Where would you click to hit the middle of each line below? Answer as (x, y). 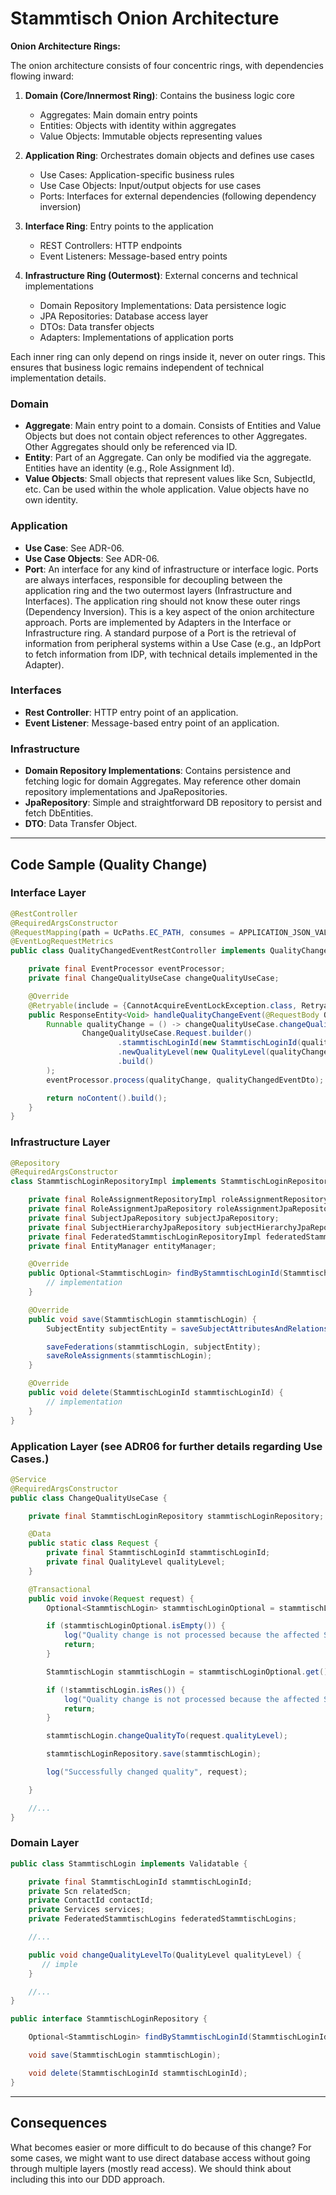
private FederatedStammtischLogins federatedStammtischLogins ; (163, 1919)
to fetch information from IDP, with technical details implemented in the (171, 654)
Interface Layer (48, 893)
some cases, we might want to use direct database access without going (160, 2158)
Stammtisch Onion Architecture (145, 18)
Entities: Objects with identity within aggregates (138, 125)
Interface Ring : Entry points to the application (119, 226)
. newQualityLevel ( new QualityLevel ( (194, 1052)
